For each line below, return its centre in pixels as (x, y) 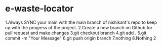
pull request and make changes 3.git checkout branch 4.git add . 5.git (76, 33)
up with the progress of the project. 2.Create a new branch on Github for (79, 27)
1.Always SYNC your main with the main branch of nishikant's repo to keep (81, 22)
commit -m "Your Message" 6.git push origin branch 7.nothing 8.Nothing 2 (81, 38)
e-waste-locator (40, 9)
